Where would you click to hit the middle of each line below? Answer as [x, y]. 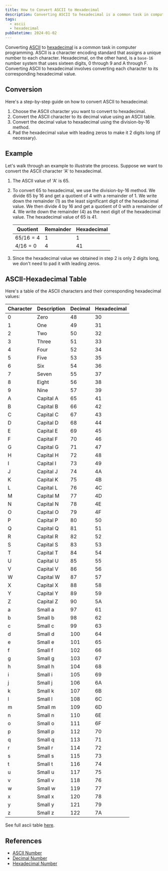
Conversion [24, 90]
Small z [45, 813]
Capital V [47, 569]
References [23, 841]
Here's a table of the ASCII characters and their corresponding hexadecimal [83, 291]
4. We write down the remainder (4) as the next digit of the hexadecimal [86, 211]
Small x [45, 796]
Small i [45, 674]
